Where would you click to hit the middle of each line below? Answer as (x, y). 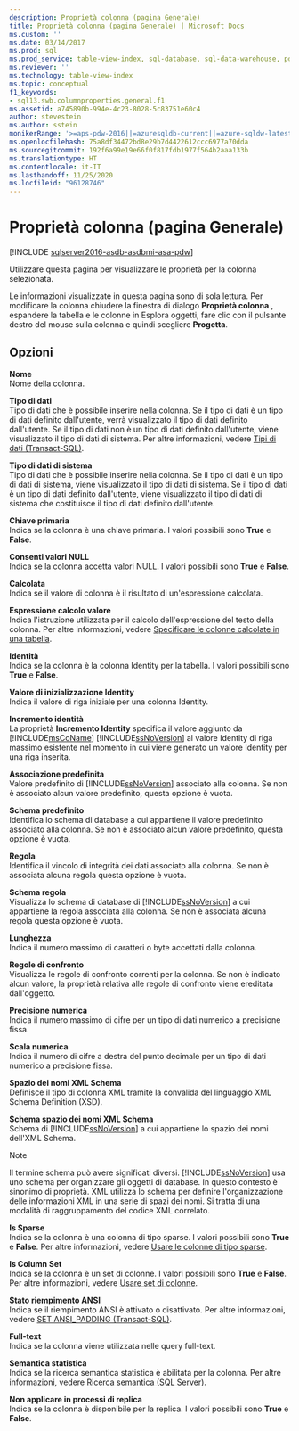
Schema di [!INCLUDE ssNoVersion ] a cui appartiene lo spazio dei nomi (139, 1128)
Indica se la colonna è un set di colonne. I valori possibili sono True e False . (148, 1273)
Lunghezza (30, 938)
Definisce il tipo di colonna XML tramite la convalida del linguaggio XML (141, 1092)
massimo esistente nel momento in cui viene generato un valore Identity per (148, 747)
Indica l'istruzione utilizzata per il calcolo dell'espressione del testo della (141, 620)
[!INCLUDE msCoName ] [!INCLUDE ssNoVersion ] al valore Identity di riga (141, 737)
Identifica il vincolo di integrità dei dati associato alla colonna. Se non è (139, 865)
